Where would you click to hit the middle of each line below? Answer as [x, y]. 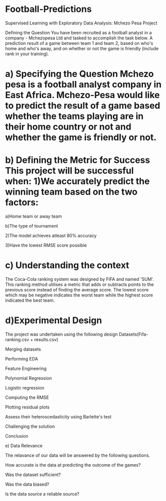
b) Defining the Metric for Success [78, 160]
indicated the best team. [30, 300]
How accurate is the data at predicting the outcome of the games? [73, 465]
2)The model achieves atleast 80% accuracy [51, 236]
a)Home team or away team [34, 216]
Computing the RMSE [27, 397]
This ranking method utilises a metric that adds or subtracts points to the [80, 284]
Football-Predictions [48, 9]
